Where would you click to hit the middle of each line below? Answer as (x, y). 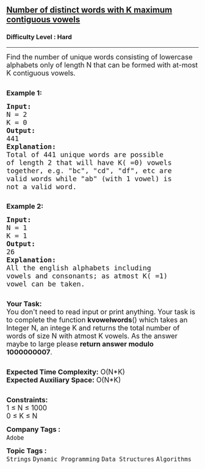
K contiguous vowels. (41, 73)
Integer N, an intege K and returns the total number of (93, 328)
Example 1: (24, 93)
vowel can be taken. (46, 284)
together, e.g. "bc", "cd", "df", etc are (89, 171)
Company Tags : (34, 429)
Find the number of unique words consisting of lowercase (100, 57)
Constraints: (27, 400)
